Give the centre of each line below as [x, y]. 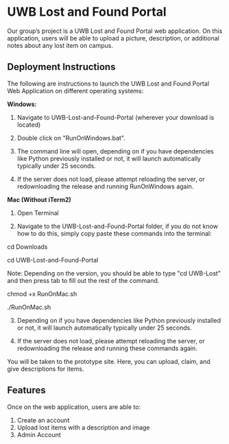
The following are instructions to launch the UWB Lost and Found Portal [108, 84]
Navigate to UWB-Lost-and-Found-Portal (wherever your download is [116, 117]
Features [26, 390]
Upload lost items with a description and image [83, 427]
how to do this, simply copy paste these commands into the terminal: [114, 233]
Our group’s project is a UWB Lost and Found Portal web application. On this [115, 31]
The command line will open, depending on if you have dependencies [115, 151]
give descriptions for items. [46, 369]
